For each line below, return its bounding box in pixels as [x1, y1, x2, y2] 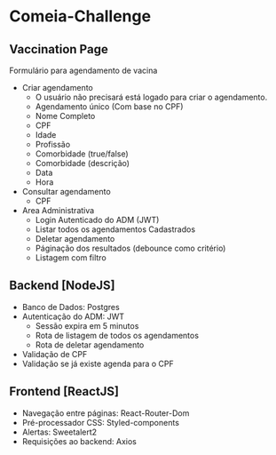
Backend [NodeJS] [9, 278, 115, 293]
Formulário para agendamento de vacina [9, 65, 158, 76]
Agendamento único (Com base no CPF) [35, 101, 184, 112]
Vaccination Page [9, 42, 108, 57]
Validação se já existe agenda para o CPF [21, 358, 175, 369]
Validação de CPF [21, 348, 88, 359]
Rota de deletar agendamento [35, 339, 145, 350]
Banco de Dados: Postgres [21, 301, 120, 312]
